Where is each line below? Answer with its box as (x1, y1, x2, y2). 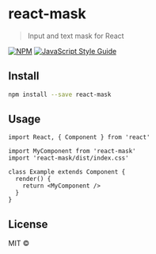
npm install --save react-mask (8, 90, 112, 98)
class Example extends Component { (8, 168, 126, 176)
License (8, 217, 48, 231)
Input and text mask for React (27, 31, 124, 40)
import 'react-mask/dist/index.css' (8, 154, 129, 163)
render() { (15, 175, 51, 183)
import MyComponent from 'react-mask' (8, 148, 136, 156)
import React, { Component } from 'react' (8, 133, 150, 141)
